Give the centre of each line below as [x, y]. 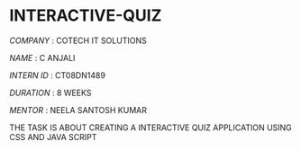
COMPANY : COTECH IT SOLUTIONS [78, 40]
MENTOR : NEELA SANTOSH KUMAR [78, 110]
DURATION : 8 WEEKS [50, 93]
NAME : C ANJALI [42, 57]
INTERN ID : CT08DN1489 [58, 75]
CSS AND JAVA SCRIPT [53, 137]
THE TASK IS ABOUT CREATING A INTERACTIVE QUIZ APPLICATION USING [151, 128]
